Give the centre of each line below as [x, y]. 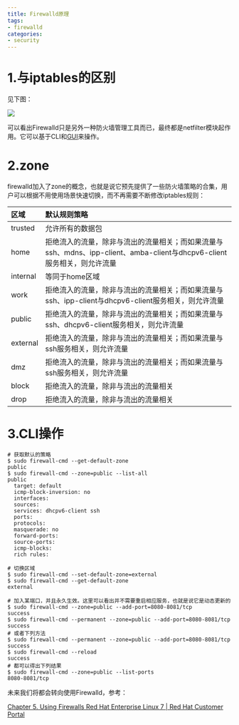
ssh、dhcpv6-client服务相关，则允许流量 [114, 325]
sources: [27, 504]
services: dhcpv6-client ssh [57, 510]
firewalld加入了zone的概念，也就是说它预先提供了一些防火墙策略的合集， [115, 186]
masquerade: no [36, 529]
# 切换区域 [21, 568]
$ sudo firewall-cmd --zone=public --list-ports [81, 672]
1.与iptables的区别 [62, 78]
